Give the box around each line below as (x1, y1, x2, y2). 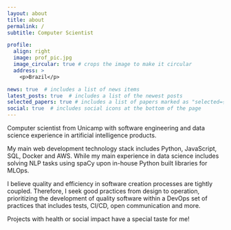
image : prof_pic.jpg (13, 54, 72, 62)
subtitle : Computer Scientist (7, 29, 94, 36)
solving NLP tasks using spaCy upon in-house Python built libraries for (7, 159, 208, 167)
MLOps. (7, 166, 30, 174)
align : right (13, 48, 51, 55)
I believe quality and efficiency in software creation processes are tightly (7, 180, 213, 187)
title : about (7, 16, 45, 23)
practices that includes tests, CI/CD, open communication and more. (7, 202, 201, 209)
